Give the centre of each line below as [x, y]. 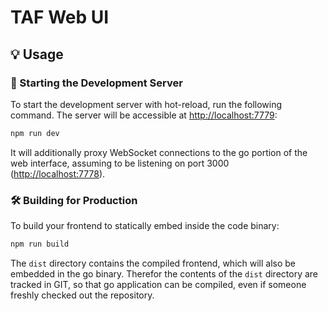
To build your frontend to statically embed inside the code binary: [145, 226]
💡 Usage [37, 54]
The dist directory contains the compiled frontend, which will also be [153, 263]
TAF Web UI [60, 17]
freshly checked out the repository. [82, 295]
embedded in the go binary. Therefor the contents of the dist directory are [164, 273]
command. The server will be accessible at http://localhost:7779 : [144, 115]
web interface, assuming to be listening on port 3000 [120, 163]
